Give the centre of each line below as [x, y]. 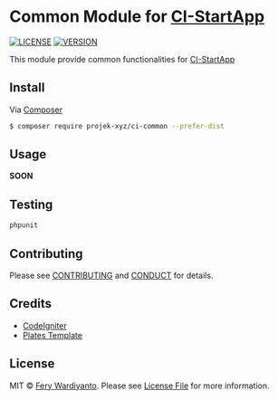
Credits [31, 304]
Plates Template [53, 335]
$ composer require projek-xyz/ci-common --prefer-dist [117, 126]
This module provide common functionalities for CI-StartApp [122, 59]
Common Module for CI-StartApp [137, 17]
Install [27, 88]
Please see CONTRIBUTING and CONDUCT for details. [111, 275]
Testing [31, 204]
